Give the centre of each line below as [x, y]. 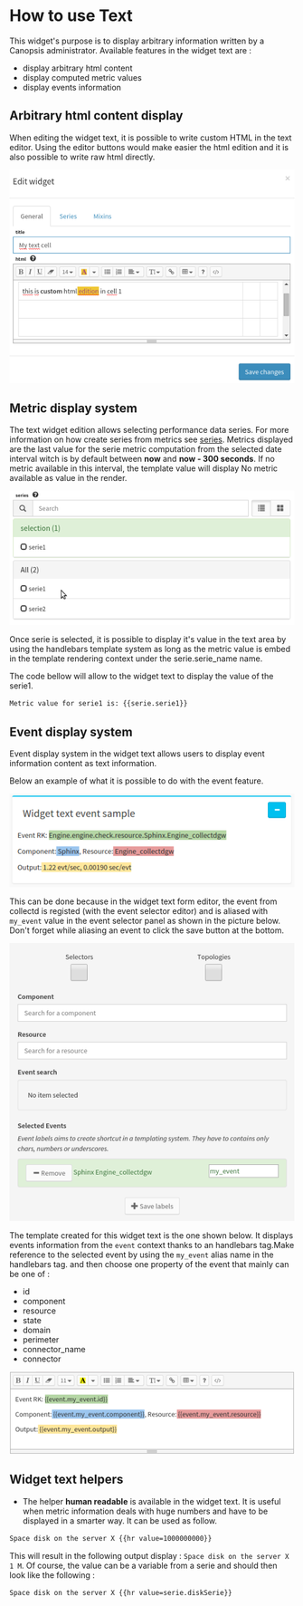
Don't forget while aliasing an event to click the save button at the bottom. [147, 930]
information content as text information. [83, 764]
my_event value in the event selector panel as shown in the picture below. [145, 920]
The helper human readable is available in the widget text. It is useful [151, 1501]
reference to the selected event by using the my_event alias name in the [142, 1255]
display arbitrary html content [77, 68]
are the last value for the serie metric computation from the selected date [146, 449]
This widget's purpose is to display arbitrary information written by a [137, 41]
